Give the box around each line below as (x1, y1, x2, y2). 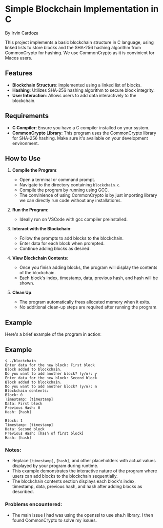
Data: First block (5, 401, 42, 406)
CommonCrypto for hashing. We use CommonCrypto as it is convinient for (5, 50, 155, 56)
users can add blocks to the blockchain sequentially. (12, 473, 118, 479)
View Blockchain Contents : (12, 255, 68, 261)
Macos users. (5, 55, 33, 61)
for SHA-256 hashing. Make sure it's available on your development (12, 135, 148, 141)
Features (5, 69, 33, 78)
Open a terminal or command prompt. (19, 177, 95, 183)
